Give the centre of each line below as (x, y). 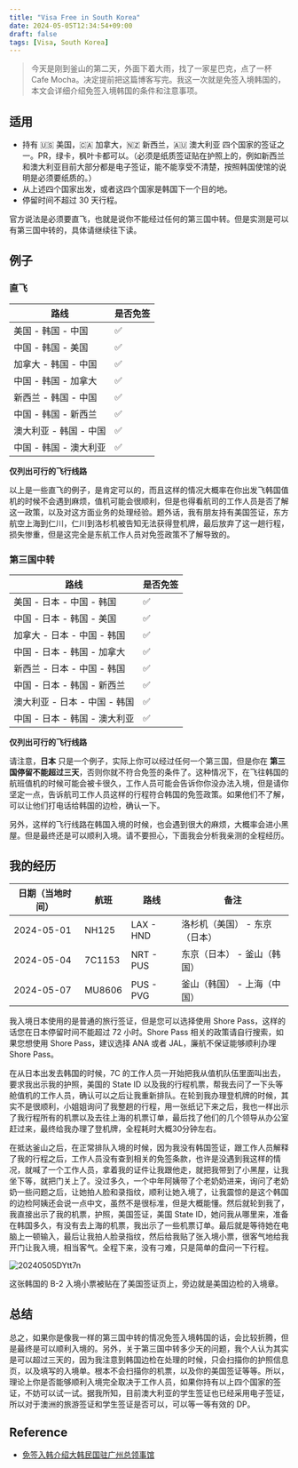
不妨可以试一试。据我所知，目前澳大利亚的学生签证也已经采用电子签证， (157, 1392)
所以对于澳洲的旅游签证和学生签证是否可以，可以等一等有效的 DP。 (132, 1404)
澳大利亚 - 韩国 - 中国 (60, 430)
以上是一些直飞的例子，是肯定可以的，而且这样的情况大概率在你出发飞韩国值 (149, 490)
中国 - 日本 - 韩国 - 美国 (65, 618)
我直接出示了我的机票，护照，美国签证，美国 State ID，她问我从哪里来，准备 (149, 1214)
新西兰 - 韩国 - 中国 (55, 397)
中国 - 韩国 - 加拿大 (55, 380)
